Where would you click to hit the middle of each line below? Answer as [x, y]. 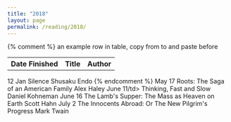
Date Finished [35, 64]
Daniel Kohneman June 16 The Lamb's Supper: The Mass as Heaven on [111, 96]
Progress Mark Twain [38, 111]
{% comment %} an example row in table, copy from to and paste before [113, 47]
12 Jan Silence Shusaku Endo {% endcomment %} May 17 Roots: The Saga [116, 81]
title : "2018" [28, 14]
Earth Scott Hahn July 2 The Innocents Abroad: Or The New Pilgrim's [107, 103]
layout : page [26, 20]
